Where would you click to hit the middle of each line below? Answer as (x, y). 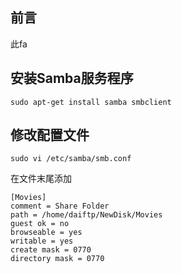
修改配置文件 (50, 135)
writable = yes (42, 241)
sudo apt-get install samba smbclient (91, 102)
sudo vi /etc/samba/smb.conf (71, 159)
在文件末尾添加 (41, 179)
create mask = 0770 (51, 250)
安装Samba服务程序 (72, 78)
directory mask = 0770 (57, 259)
